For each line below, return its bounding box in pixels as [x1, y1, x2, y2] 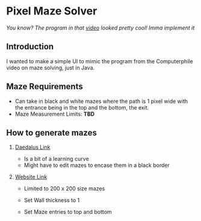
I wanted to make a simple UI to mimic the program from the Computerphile [6, 57, 194, 64]
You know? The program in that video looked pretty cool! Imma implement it [6, 24, 195, 31]
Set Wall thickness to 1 [23, 197, 80, 204]
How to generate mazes [6, 128, 97, 138]
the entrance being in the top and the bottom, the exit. [14, 104, 149, 111]
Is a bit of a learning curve [23, 155, 89, 163]
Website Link [14, 173, 48, 181]
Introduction [6, 42, 54, 52]
